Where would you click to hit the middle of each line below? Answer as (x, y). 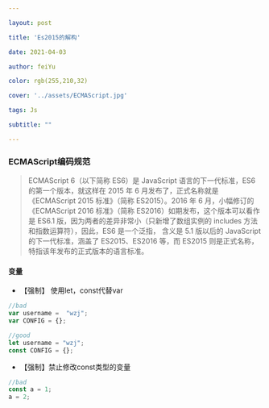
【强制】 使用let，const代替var (71, 290)
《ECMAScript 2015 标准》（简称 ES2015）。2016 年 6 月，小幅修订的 (141, 201)
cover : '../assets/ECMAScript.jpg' (68, 96)
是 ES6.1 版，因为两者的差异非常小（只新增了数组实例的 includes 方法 (143, 221)
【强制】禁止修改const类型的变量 (75, 367)
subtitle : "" (30, 125)
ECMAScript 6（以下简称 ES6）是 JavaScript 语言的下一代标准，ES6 (142, 181)
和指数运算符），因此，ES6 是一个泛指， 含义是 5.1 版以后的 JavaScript (145, 231)
